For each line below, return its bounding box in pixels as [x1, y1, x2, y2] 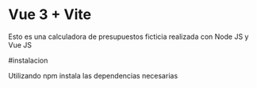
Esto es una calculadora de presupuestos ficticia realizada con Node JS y [8, 32, 249, 41]
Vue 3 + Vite [8, 6, 92, 24]
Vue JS [8, 40, 33, 49]
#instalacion [8, 55, 48, 65]
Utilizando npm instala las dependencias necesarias [8, 71, 178, 80]
